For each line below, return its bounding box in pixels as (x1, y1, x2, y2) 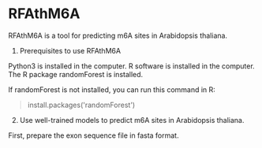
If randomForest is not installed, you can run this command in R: (8, 84, 215, 94)
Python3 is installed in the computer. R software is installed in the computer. (8, 61, 255, 71)
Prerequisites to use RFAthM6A (19, 46, 121, 55)
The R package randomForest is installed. (8, 69, 144, 79)
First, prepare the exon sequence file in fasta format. (8, 131, 179, 140)
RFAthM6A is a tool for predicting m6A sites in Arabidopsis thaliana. (8, 31, 227, 40)
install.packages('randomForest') (27, 100, 136, 109)
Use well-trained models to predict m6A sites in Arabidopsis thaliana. (19, 115, 245, 124)
